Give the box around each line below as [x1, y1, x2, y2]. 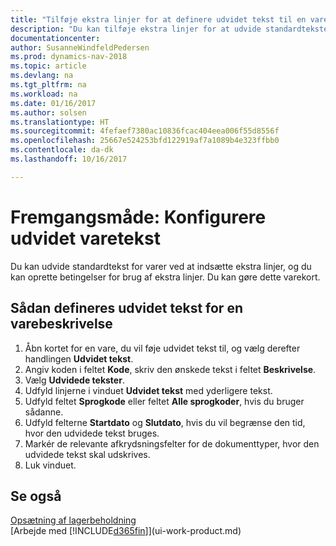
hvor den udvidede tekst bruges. [24, 427, 160, 439]
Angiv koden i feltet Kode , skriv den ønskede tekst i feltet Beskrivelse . [24, 363, 317, 375]
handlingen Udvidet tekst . [24, 352, 134, 365]
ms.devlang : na [10, 71, 74, 81]
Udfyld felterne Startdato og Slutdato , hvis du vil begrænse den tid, [24, 416, 306, 428]
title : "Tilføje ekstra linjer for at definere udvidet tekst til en [10, 14, 307, 25]
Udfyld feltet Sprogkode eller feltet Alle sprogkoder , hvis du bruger [24, 395, 305, 407]
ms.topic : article [10, 61, 87, 71]
